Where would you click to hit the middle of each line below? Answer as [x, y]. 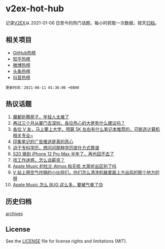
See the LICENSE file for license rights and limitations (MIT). [66, 241]
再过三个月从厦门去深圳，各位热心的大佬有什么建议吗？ [69, 123]
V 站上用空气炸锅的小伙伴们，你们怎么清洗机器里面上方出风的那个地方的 [86, 172]
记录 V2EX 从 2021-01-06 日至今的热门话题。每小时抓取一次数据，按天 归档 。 [82, 23]
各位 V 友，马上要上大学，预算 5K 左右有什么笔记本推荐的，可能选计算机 [86, 129]
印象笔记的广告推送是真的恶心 [43, 142]
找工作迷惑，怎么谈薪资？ [39, 160]
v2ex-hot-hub [35, 9]
